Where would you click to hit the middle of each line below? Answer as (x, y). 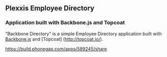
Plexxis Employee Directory (50, 8)
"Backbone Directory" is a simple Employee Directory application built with (83, 34)
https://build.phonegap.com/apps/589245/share (56, 49)
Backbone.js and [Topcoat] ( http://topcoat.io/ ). (54, 39)
